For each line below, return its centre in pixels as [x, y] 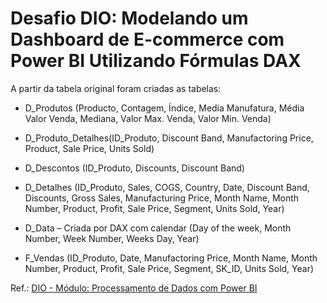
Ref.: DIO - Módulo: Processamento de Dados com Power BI [134, 288]
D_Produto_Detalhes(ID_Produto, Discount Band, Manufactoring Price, [169, 138]
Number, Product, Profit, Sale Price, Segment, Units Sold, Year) [154, 208]
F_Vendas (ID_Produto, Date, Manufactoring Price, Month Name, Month [171, 258]
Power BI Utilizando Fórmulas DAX [156, 61]
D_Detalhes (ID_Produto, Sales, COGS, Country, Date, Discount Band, [167, 187]
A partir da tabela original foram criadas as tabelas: [116, 88]
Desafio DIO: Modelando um [129, 18]
